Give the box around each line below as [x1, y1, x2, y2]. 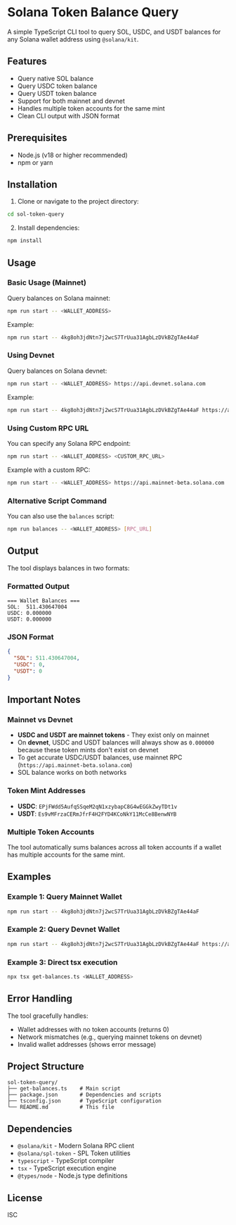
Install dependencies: [17, 223, 80, 232]
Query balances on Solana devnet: [7, 366, 107, 375]
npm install [7, 237, 42, 244]
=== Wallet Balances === [7, 597, 80, 604]
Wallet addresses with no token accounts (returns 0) [17, 1025, 170, 1033]
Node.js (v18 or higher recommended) [17, 151, 128, 159]
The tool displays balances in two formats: [7, 564, 130, 572]
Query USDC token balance [17, 82, 98, 90]
